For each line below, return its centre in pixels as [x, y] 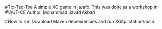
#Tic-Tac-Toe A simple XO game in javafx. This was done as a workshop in [81, 7]
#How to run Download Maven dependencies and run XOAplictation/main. [80, 22]
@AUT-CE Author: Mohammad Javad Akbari [50, 12]
